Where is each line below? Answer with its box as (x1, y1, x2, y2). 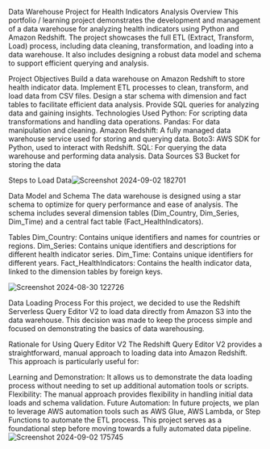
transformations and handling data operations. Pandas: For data (8, 117, 220, 126)
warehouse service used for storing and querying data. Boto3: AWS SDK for (8, 134, 260, 144)
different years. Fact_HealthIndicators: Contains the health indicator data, (8, 258, 252, 267)
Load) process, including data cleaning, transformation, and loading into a (8, 41, 254, 51)
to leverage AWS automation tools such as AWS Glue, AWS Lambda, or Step (8, 407, 261, 416)
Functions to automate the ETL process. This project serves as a (8, 415, 222, 425)
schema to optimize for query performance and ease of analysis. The (8, 199, 239, 209)
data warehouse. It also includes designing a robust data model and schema (8, 50, 262, 59)
